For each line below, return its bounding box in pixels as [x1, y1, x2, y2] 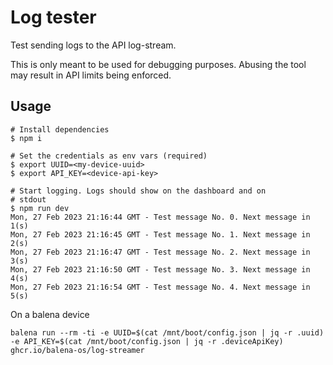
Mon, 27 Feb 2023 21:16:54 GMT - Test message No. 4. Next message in [10, 282, 311, 292]
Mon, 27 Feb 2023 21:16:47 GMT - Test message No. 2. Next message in [10, 247, 311, 257]
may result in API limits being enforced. [10, 69, 172, 81]
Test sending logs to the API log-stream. [10, 39, 177, 51]
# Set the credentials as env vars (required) [10, 151, 208, 161]
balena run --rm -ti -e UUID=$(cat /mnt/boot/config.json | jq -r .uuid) [10, 327, 325, 338]
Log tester [10, 6, 97, 29]
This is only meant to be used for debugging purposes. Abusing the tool [10, 58, 307, 70]
